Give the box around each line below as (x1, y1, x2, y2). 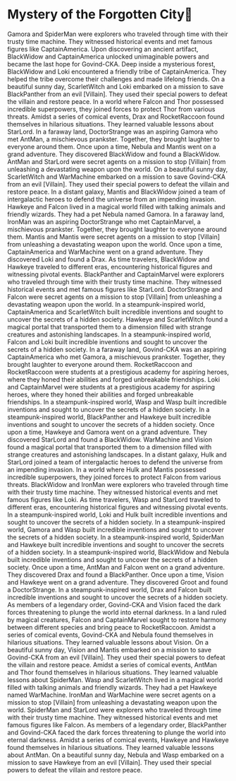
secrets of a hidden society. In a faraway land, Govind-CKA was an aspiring (7, 345, 227, 353)
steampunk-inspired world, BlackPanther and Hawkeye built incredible (7, 413, 211, 421)
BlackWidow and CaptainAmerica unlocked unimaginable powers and (7, 52, 209, 61)
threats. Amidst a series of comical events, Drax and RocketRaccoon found (7, 112, 225, 121)
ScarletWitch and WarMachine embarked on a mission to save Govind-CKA (7, 172, 226, 181)
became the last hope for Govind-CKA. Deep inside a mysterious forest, (7, 59, 216, 68)
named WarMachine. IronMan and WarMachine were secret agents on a (7, 691, 216, 699)
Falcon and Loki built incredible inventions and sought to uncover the (7, 337, 208, 346)
